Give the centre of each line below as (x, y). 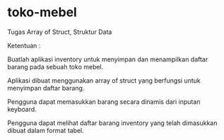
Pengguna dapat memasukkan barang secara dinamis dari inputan (104, 101)
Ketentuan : (24, 45)
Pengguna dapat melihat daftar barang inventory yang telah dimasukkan (112, 123)
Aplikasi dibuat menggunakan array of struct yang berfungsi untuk (104, 80)
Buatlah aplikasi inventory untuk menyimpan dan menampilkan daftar (108, 59)
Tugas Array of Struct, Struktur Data (60, 32)
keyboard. (22, 109)
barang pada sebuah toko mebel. (55, 66)
